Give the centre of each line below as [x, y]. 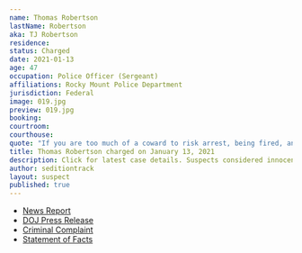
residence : [30, 43]
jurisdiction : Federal [52, 93]
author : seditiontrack [52, 168]
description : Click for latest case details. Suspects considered [136, 160]
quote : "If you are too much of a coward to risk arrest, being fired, [146, 143]
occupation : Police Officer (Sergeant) [84, 77]
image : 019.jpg [38, 101]
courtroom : [30, 127]
